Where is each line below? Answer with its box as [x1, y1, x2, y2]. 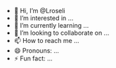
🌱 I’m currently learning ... [13, 22, 89, 29]
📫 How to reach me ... [13, 37, 79, 44]
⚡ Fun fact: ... [13, 54, 53, 62]
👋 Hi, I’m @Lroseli [13, 7, 65, 15]
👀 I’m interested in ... [13, 14, 74, 22]
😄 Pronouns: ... [13, 46, 60, 55]
